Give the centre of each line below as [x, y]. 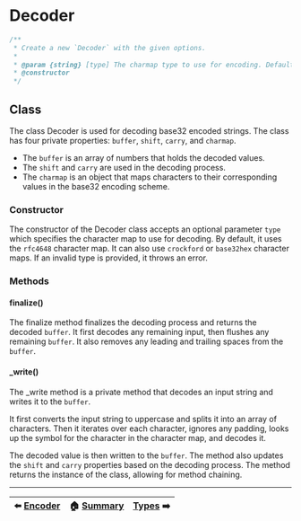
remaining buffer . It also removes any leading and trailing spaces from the [146, 341]
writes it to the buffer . [50, 402]
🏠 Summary [96, 506]
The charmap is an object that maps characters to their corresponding [150, 177]
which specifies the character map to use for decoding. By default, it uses [146, 239]
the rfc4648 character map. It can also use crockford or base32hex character [149, 249]
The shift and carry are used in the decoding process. [124, 168]
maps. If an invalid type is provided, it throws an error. [109, 258]
